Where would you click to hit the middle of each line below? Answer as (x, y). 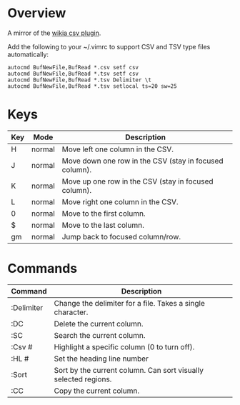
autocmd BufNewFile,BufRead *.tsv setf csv (73, 74)
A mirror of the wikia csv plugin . (54, 33)
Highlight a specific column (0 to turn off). (124, 346)
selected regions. (83, 379)
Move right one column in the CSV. (120, 201)
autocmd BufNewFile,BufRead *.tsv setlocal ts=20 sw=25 (92, 86)
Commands (42, 269)
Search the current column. (100, 335)
